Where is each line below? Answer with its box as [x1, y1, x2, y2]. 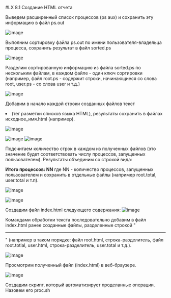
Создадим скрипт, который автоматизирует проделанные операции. [5, 282, 155, 288]
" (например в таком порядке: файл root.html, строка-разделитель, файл [5, 237, 164, 243]
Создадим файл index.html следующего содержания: [5, 207, 121, 213]
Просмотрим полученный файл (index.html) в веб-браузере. [5, 262, 136, 268]
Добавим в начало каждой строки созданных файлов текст [5, 101, 135, 107]
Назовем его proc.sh [5, 287, 50, 293]
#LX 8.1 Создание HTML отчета [5, 5, 73, 10]
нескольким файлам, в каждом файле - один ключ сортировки [5, 70, 143, 76]
